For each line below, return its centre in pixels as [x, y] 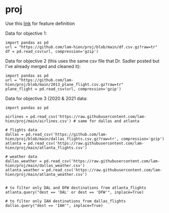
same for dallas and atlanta [109, 121]
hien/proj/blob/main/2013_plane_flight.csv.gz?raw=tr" [64, 84]
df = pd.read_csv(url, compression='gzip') [52, 51]
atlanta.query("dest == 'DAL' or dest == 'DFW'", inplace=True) [75, 192]
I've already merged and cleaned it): [43, 66]
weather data [24, 157]
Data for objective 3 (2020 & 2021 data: [46, 98]
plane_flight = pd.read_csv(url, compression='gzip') [63, 89]
